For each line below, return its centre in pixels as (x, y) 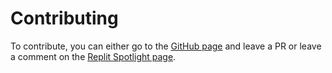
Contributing (64, 18)
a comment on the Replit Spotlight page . (93, 56)
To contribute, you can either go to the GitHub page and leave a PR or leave (166, 46)
